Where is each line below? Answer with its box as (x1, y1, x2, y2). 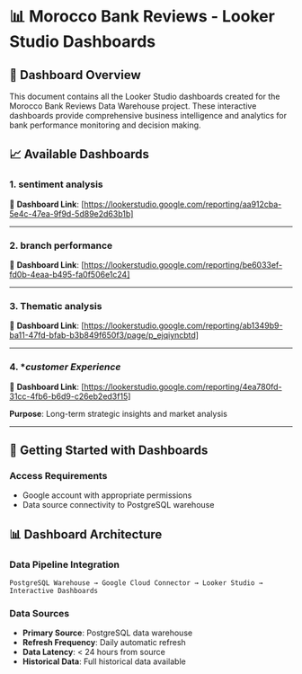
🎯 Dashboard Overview (9, 67, 141, 83)
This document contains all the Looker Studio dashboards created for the (9, 91, 280, 102)
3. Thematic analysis (9, 299, 102, 312)
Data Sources (9, 607, 70, 619)
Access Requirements (9, 469, 108, 482)
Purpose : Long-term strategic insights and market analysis (9, 408, 227, 419)
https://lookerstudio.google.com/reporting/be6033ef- (84, 259, 283, 270)
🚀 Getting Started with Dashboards (9, 442, 209, 457)
